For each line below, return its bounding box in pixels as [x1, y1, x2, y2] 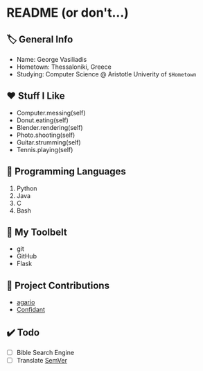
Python [16, 184, 37, 192]
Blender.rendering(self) [16, 123, 84, 131]
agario [16, 298, 35, 306]
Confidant [16, 306, 46, 314]
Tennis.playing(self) [16, 145, 73, 154]
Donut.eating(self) [16, 116, 69, 124]
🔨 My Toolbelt [6, 226, 67, 238]
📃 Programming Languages [6, 165, 126, 178]
